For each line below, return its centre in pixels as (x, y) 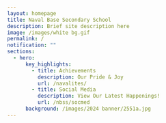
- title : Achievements (64, 70)
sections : (21, 52)
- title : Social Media (64, 90)
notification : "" (32, 45)
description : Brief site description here (68, 26)
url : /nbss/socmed (64, 102)
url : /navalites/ (62, 83)
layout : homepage (32, 13)
